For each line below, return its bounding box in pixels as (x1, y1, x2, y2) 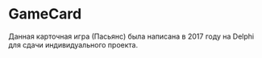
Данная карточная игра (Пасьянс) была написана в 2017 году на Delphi (8, 31, 255, 41)
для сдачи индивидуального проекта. (8, 39, 139, 49)
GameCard (8, 5, 82, 23)
